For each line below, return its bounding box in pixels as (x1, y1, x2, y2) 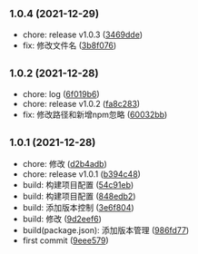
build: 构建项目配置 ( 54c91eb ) (22, 180, 134, 190)
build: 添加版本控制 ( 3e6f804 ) (22, 202, 134, 213)
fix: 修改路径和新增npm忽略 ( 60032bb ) (22, 109, 168, 120)
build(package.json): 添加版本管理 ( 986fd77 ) (22, 225, 190, 236)
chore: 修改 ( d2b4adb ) (22, 159, 107, 170)
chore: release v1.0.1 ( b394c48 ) (22, 169, 141, 180)
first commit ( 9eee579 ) (22, 235, 109, 246)
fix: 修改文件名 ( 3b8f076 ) (22, 40, 117, 51)
